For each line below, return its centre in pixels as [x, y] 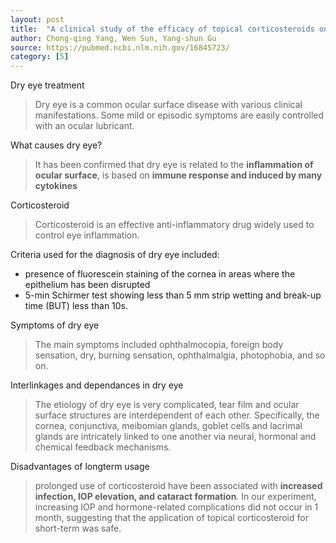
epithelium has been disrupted [87, 285]
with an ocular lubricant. [84, 126]
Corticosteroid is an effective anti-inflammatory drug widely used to [174, 225]
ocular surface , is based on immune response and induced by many [178, 175]
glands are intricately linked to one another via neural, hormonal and [175, 437]
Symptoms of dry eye [55, 325]
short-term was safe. [78, 528]
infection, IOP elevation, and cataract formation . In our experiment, [175, 497]
